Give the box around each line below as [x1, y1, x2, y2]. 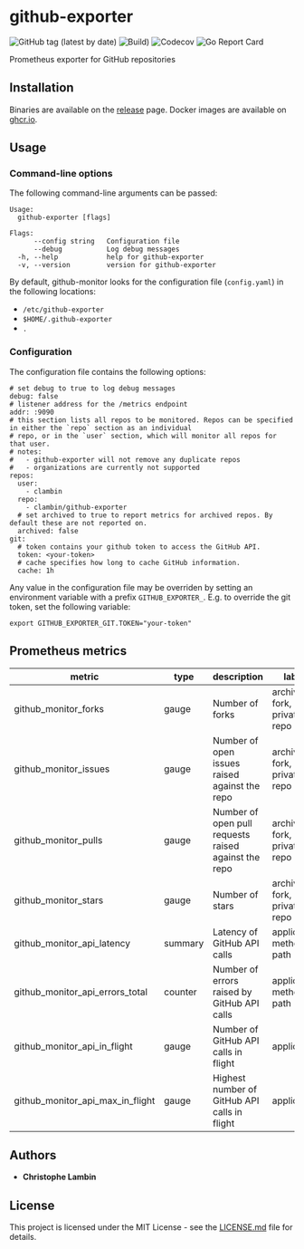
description [212, 670, 264, 683]
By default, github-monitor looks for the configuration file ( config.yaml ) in [9, 276, 284, 287]
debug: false [9, 391, 59, 400]
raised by [212, 985, 252, 998]
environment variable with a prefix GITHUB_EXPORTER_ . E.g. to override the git [9, 591, 291, 602]
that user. [9, 439, 51, 448]
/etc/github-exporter [22, 305, 104, 314]
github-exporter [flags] [17, 213, 111, 223]
